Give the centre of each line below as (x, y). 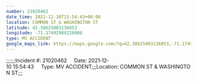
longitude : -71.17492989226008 (44, 33)
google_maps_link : (28, 44)
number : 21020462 (27, 11)
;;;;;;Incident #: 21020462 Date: (47, 60)
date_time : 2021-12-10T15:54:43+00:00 (53, 17)
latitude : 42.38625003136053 (42, 28)
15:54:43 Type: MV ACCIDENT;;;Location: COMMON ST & (85, 66)
